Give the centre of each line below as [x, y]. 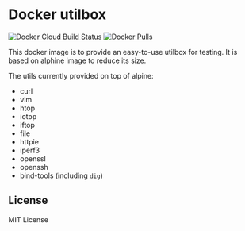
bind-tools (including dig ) [61, 175]
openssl [33, 158]
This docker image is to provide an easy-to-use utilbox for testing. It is [123, 52]
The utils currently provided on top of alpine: [81, 75]
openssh [34, 167]
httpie [29, 141]
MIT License [29, 219]
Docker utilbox [57, 15]
